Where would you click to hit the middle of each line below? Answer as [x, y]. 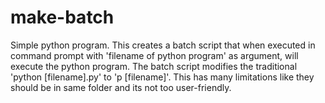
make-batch [62, 17]
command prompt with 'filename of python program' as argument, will [154, 55]
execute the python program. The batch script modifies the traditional [154, 66]
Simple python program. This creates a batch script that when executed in [163, 45]
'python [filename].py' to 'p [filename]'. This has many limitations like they [162, 77]
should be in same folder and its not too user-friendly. [121, 87]
